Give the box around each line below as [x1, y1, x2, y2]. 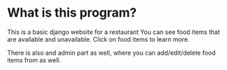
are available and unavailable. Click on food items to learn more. [7, 35, 190, 43]
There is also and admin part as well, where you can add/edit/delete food [7, 49, 216, 57]
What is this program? [7, 5, 137, 21]
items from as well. [7, 55, 61, 64]
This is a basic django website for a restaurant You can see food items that [7, 28, 220, 36]
